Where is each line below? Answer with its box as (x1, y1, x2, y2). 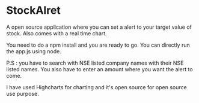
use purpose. (6, 90, 39, 97)
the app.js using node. (6, 47, 62, 54)
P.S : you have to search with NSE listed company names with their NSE (6, 59, 184, 66)
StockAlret (6, 4, 61, 17)
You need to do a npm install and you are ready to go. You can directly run (6, 41, 191, 49)
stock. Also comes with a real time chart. (6, 29, 107, 37)
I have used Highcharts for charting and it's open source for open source (6, 83, 188, 90)
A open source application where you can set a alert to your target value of (6, 23, 192, 31)
